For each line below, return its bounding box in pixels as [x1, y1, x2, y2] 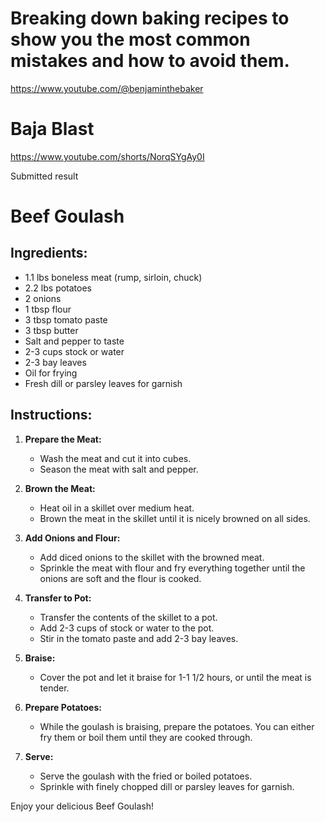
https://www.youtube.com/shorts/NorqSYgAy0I [10, 150, 205, 162]
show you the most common [10, 28, 251, 51]
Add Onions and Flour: [24, 532, 121, 544]
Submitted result [10, 170, 79, 182]
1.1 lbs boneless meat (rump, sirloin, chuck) [24, 271, 203, 283]
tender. [39, 682, 70, 694]
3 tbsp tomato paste [24, 313, 108, 326]
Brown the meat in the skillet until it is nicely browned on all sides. [39, 512, 311, 524]
